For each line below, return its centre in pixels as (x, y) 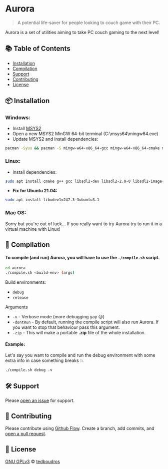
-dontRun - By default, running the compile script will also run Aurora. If (85, 322)
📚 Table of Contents (38, 49)
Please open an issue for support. (40, 400)
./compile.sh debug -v (29, 370)
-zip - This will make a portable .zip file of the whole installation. (79, 333)
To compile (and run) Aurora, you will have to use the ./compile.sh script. (82, 257)
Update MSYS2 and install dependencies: (55, 139)
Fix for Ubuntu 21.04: (35, 191)
